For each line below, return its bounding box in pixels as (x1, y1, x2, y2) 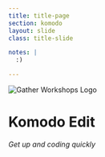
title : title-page (8, 11, 70, 20)
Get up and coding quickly (8, 139, 96, 149)
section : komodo (8, 19, 63, 27)
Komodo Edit (8, 113, 95, 131)
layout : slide (8, 26, 56, 34)
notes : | (8, 49, 38, 57)
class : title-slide (8, 34, 74, 42)
